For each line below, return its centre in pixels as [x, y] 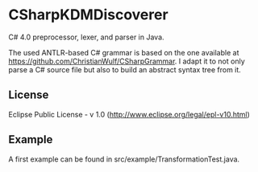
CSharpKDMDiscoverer [88, 15]
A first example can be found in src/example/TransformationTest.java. [124, 159]
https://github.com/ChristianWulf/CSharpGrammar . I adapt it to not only [127, 61]
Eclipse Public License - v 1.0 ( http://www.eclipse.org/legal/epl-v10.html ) [129, 114]
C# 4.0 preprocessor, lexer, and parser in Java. [86, 37]
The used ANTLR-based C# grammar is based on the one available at [124, 52]
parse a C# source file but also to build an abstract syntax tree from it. [125, 69]
